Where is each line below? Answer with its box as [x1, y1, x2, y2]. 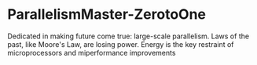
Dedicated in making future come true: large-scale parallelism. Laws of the [7, 31, 249, 41]
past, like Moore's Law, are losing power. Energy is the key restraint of [7, 39, 234, 49]
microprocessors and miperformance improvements [7, 48, 176, 57]
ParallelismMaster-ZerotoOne [7, 5, 206, 23]
